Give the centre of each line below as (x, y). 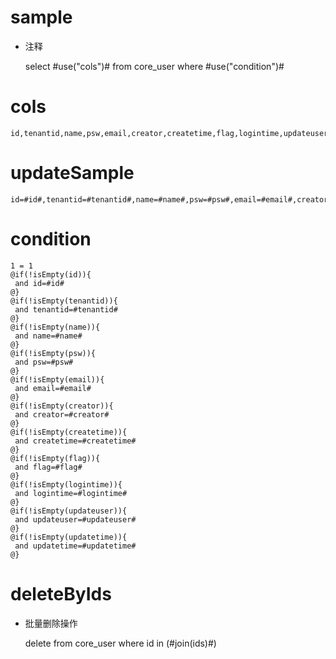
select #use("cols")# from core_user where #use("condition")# (154, 66)
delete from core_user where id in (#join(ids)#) (120, 643)
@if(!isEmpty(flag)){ (55, 458)
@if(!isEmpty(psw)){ (53, 353)
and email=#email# (53, 388)
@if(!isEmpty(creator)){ (62, 406)
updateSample (72, 173)
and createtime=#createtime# (75, 441)
